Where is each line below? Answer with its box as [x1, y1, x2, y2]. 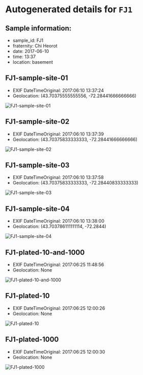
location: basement [12, 59, 53, 65]
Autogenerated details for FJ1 [5, 4, 133, 15]
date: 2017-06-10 [12, 48, 49, 54]
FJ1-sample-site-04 [5, 204, 70, 213]
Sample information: [5, 24, 72, 33]
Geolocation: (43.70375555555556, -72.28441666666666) [12, 93, 136, 99]
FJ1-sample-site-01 [5, 74, 68, 83]
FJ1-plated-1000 [5, 335, 59, 344]
